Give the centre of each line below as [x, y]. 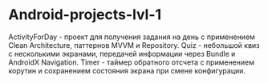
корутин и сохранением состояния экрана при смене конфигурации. [127, 70]
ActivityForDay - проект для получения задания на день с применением [132, 37]
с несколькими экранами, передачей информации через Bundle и [122, 53]
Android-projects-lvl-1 [85, 15]
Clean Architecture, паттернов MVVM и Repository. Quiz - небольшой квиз [134, 45]
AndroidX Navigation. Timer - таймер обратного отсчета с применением [132, 62]
